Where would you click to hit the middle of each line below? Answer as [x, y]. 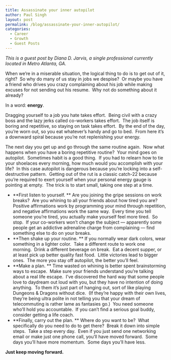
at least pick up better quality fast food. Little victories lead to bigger [85, 255]
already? [15, 95]
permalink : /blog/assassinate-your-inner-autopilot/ [63, 24]
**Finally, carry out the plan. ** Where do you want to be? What [81, 320]
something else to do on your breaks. [52, 233]
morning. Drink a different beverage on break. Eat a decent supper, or [87, 249]
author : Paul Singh [26, 15]
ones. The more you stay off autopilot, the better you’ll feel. [76, 260]
